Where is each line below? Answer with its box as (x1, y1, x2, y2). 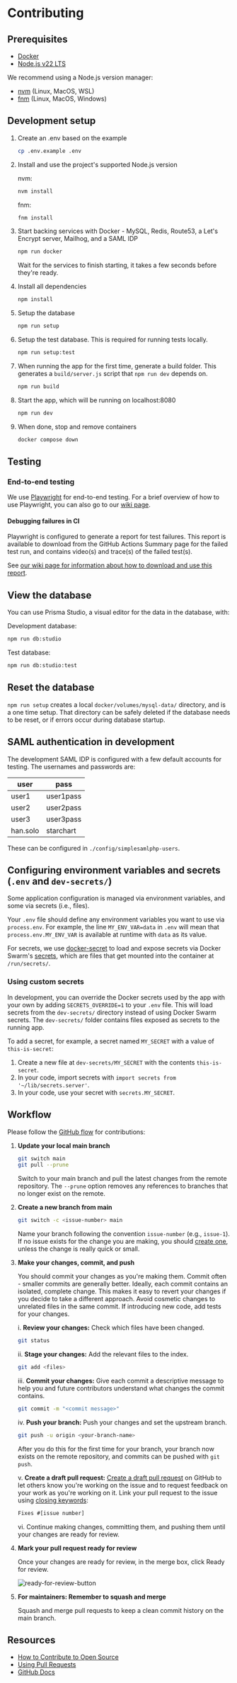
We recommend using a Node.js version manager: (7, 73, 154, 81)
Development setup (7, 115, 96, 127)
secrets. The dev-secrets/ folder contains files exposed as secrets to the (7, 1015, 220, 1024)
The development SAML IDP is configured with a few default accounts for (7, 754, 222, 763)
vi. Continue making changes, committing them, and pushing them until (17, 1522, 226, 1531)
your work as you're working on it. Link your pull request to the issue (17, 1488, 218, 1497)
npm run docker (17, 248, 63, 256)
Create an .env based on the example (17, 133, 127, 142)
